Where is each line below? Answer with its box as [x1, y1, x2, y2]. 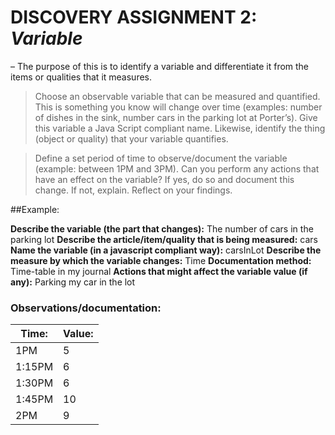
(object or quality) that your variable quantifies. [34, 132, 229, 145]
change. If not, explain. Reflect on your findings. [34, 184, 233, 196]
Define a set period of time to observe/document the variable [34, 152, 288, 164]
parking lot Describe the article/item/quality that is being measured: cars [10, 233, 318, 245]
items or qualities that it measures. [10, 71, 153, 83]
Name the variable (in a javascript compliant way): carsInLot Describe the [10, 244, 322, 256]
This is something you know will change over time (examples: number [34, 101, 323, 113]
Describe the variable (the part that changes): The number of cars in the [10, 222, 314, 235]
